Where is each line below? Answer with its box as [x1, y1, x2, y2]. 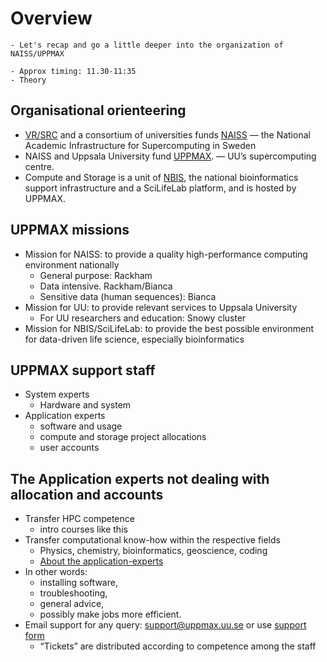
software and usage [39, 420, 123, 432]
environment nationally [24, 258, 120, 271]
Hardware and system [39, 399, 132, 411]
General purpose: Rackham [39, 269, 153, 281]
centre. [24, 160, 55, 172]
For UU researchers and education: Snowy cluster [39, 312, 247, 324]
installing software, [39, 577, 118, 589]
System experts [24, 388, 90, 401]
